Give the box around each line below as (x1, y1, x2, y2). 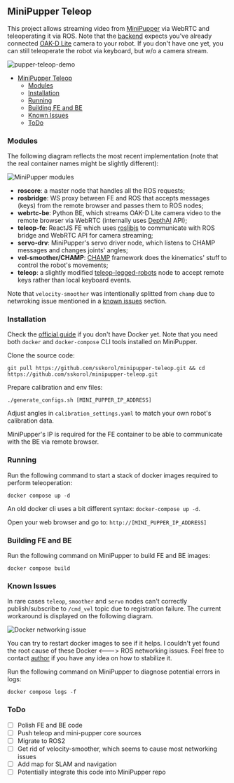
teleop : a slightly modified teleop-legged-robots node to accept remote (17, 268, 224, 277)
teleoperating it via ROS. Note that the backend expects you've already (7, 32, 212, 40)
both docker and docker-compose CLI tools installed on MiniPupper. (7, 338, 198, 346)
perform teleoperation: (7, 478, 73, 486)
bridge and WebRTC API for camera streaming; (17, 231, 153, 240)
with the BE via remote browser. (7, 437, 99, 446)
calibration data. (7, 416, 55, 425)
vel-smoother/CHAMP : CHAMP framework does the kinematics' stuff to (17, 254, 228, 262)
